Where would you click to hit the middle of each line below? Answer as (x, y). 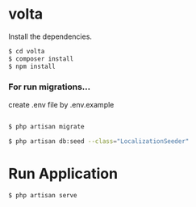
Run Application (63, 173)
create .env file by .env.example (61, 104)
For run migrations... (50, 87)
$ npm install (32, 66)
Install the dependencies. (50, 36)
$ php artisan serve (43, 195)
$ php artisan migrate (46, 126)
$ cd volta (27, 51)
